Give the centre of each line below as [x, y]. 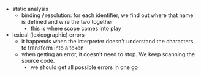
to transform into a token [52, 48]
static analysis [30, 9]
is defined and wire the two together [67, 22]
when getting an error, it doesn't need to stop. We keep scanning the [108, 54]
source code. [38, 61]
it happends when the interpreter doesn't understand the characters [107, 41]
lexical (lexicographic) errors [48, 35]
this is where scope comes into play [76, 28]
